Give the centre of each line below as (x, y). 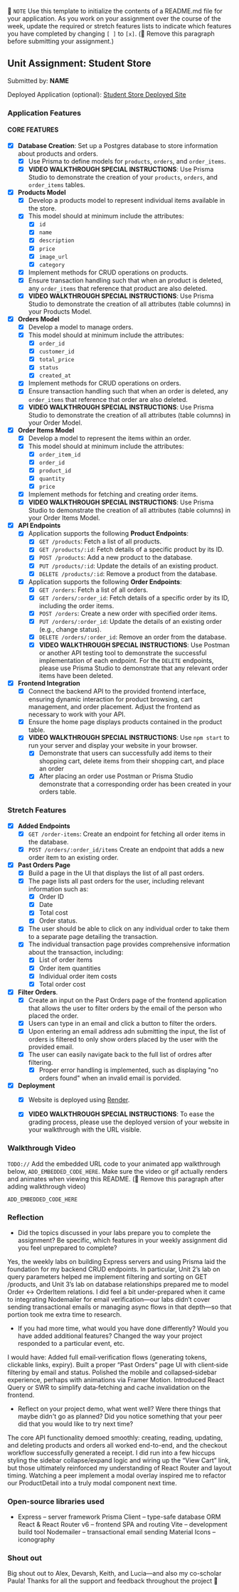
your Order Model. (55, 423)
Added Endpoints (44, 826)
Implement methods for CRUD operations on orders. (105, 383)
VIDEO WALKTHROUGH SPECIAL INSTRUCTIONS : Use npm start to (129, 738)
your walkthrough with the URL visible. (85, 1130)
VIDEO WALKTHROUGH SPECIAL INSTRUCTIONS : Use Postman (134, 645)
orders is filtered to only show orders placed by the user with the (123, 1039)
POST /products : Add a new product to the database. (116, 558)
